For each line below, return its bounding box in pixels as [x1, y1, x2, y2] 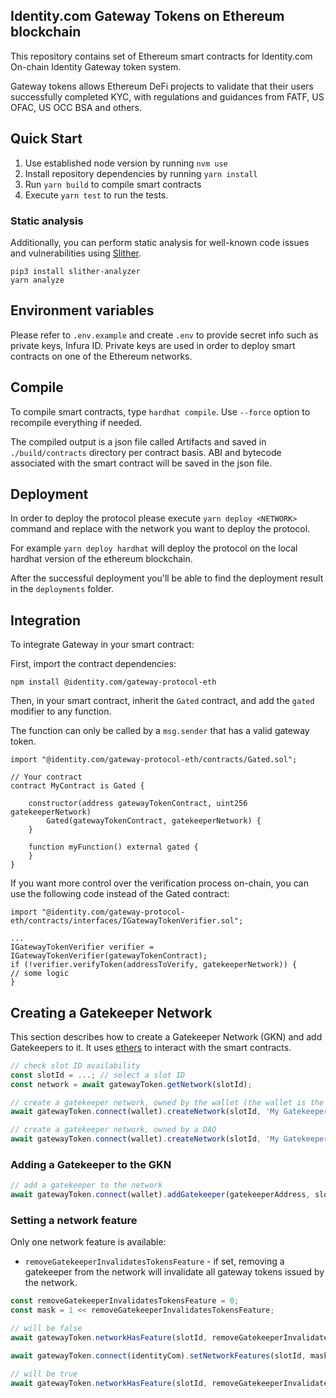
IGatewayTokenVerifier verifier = [10, 942, 155, 953]
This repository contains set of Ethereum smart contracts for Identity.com [10, 50, 313, 62]
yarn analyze [10, 275, 65, 285]
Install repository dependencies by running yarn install [24, 167, 258, 179]
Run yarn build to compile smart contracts [24, 178, 202, 190]
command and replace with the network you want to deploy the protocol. [10, 523, 311, 535]
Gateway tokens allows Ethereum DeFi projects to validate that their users [10, 80, 314, 92]
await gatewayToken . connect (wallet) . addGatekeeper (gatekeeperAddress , [10, 1190, 311, 1200]
